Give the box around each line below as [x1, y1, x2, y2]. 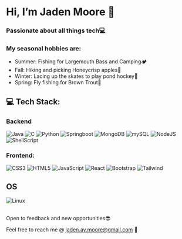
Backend [6, 117, 32, 125]
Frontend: [6, 152, 35, 160]
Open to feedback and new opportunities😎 [6, 215, 111, 222]
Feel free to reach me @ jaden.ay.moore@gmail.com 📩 [6, 226, 138, 233]
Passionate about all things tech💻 [6, 26, 106, 35]
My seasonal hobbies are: [6, 45, 81, 53]
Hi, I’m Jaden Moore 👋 [6, 5, 115, 19]
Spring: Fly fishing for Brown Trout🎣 [14, 79, 102, 86]
